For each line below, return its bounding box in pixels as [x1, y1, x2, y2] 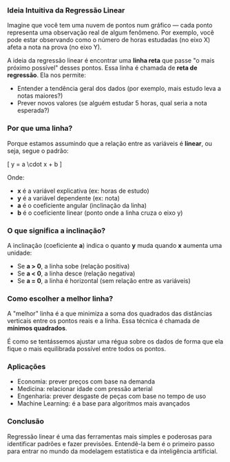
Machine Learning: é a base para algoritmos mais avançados [17, 399, 191, 408]
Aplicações [7, 362, 46, 372]
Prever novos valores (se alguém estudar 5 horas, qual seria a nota [17, 99, 208, 107]
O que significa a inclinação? [7, 226, 106, 235]
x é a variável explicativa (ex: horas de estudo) [17, 187, 149, 195]
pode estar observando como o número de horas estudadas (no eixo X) [7, 36, 211, 44]
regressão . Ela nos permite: [7, 71, 86, 79]
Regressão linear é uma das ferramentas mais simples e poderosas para [7, 432, 212, 441]
